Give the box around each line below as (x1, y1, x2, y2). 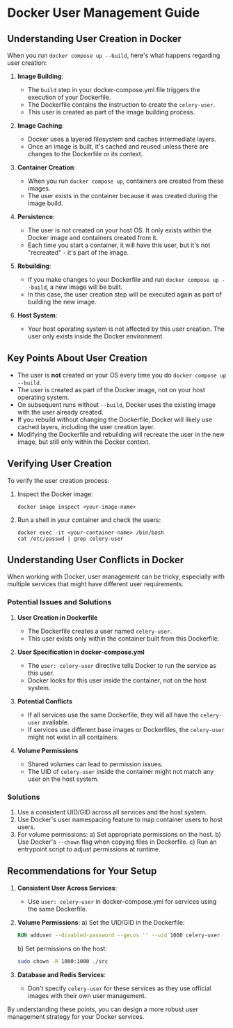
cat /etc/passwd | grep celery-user (17, 535, 124, 542)
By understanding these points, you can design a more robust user (7, 1005, 198, 1013)
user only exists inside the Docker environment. (27, 332, 165, 340)
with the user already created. (17, 408, 104, 416)
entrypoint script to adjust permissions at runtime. (17, 845, 161, 854)
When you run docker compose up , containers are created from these (27, 177, 224, 185)
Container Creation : (17, 163, 77, 172)
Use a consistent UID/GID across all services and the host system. (17, 808, 207, 817)
